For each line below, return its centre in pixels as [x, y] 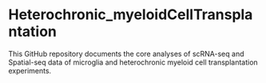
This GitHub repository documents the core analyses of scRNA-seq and [126, 53]
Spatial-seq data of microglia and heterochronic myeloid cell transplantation [133, 62]
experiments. [30, 70]
